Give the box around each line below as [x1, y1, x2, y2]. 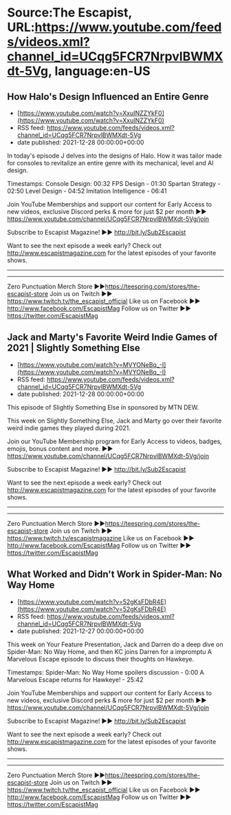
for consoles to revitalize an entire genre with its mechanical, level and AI [7, 159, 214, 167]
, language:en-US [47, 63, 151, 79]
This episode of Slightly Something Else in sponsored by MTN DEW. [7, 403, 199, 411]
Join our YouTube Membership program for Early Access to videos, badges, [7, 437, 222, 445]
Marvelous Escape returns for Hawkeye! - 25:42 [7, 675, 144, 684]
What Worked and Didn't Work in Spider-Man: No [7, 569, 222, 580]
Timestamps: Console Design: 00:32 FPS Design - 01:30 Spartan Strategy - [7, 180, 221, 187]
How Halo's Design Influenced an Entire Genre [7, 91, 209, 103]
